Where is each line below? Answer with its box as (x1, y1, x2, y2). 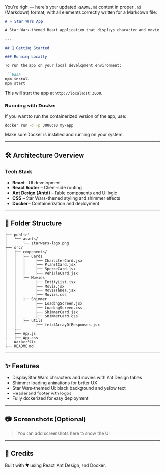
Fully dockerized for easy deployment (12, 395, 89, 401)
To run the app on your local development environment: (5, 63, 122, 68)
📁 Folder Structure (5, 219, 62, 228)
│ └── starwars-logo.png (5, 240, 69, 246)
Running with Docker (5, 102, 56, 109)
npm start (5, 81, 26, 86)
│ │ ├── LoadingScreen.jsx (5, 301, 82, 306)
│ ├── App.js (5, 331, 36, 336)
